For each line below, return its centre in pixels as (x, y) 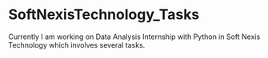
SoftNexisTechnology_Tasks (104, 15)
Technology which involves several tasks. (77, 44)
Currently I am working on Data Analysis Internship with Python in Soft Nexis (134, 37)
